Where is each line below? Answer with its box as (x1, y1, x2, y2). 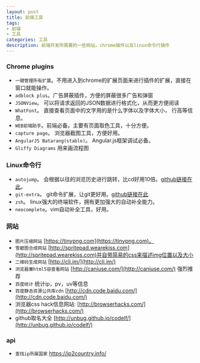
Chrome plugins (6, 62, 54, 70)
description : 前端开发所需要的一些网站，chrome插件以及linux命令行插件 (6, 43, 170, 49)
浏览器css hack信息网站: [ (14, 300, 80, 308)
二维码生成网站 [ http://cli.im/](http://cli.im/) (14, 258, 116, 265)
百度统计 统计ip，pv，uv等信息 (14, 280, 89, 287)
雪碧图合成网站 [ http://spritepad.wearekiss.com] (14, 244, 130, 251)
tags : (6, 20, 20, 26)
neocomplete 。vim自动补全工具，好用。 (14, 206, 113, 213)
